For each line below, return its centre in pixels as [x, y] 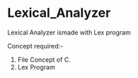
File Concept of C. [44, 59]
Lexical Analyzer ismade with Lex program [69, 32]
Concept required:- [35, 46]
